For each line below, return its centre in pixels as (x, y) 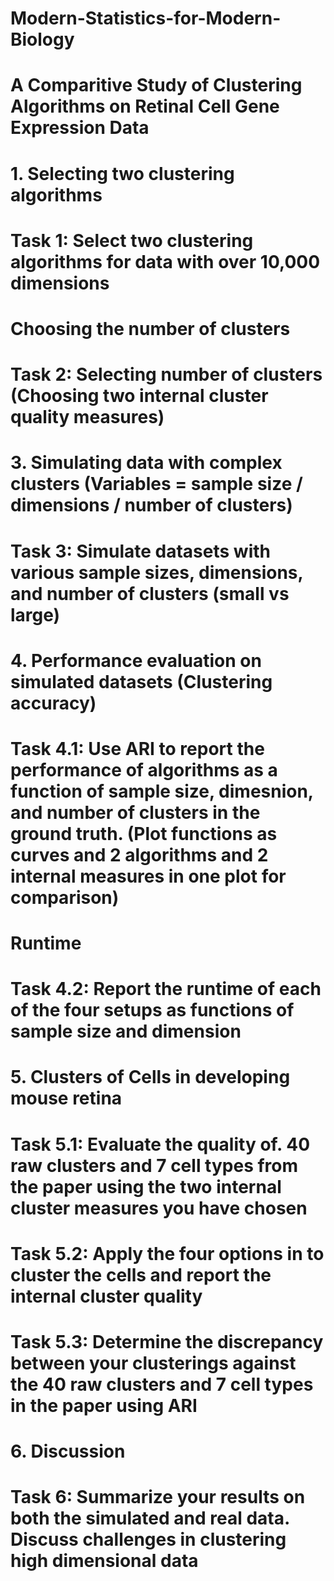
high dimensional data (104, 1561)
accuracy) (53, 703)
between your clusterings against (153, 1363)
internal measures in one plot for (148, 876)
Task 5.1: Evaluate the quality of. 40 (160, 1144)
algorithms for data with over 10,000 (165, 261)
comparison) (65, 897)
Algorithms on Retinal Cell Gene (145, 106)
